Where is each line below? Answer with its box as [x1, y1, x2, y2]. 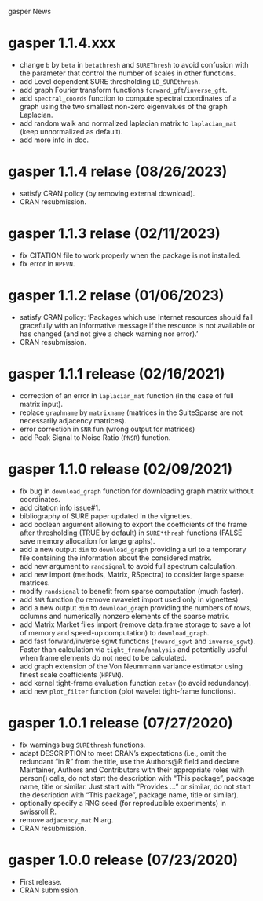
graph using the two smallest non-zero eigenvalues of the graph [19, 101, 228, 111]
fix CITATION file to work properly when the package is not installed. [19, 251, 242, 260]
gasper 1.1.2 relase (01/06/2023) [8, 287, 225, 304]
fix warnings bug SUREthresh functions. [19, 740, 146, 749]
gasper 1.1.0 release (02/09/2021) [8, 460, 233, 478]
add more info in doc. [19, 135, 89, 145]
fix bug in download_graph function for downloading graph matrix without [19, 486, 254, 496]
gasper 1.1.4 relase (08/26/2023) [8, 163, 228, 181]
